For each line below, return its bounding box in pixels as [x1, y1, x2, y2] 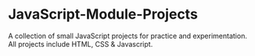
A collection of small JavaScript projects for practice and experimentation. [8, 31, 248, 40]
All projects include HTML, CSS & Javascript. [8, 39, 153, 48]
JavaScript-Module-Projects [8, 5, 198, 23]
